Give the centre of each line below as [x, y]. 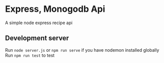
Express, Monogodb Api [55, 9]
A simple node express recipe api [39, 23]
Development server [37, 38]
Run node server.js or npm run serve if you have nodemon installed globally [82, 50]
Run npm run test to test [30, 55]
